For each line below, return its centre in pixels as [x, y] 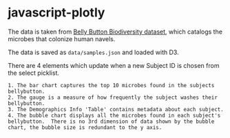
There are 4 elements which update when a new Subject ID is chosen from [114, 65]
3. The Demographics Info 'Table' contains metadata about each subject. [116, 109]
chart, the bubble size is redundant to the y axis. [85, 127]
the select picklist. [34, 73]
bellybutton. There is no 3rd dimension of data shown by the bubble [111, 122]
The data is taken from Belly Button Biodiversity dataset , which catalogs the [115, 32]
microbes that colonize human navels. [62, 38]
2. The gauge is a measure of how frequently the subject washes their [113, 97]
